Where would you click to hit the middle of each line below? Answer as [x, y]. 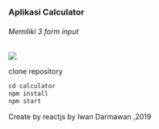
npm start [25, 101]
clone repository [36, 72]
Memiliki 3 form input [44, 31]
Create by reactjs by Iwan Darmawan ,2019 [80, 116]
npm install [28, 94]
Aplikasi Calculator [46, 12]
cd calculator [32, 86]
